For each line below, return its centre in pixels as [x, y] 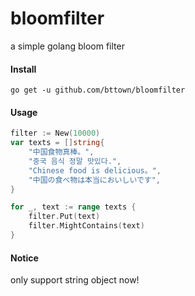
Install [23, 69]
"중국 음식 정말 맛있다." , [75, 161]
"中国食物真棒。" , [61, 152]
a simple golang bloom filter [67, 46]
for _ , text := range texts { [73, 207]
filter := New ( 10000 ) [55, 133]
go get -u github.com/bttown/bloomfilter [98, 90]
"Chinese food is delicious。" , [95, 170]
